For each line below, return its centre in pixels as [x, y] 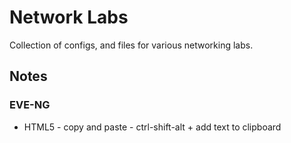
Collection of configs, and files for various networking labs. [131, 45]
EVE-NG [30, 105]
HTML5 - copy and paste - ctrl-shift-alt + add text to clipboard [152, 127]
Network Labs [69, 17]
